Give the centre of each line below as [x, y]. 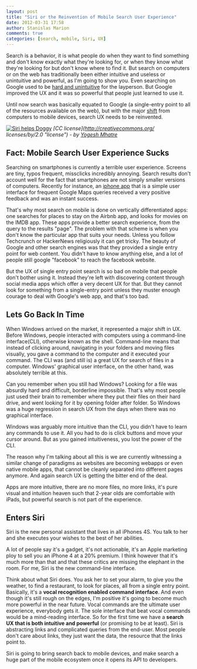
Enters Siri [26, 518]
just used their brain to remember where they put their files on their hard [93, 396]
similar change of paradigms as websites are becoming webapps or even [94, 463]
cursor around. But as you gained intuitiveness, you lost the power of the [94, 439]
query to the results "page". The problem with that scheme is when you [92, 228]
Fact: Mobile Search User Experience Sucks [88, 153]
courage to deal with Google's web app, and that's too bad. [78, 296]
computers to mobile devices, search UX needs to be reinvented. [84, 117]
